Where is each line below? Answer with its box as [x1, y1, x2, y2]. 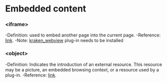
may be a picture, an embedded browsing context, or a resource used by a [5, 66, 159, 72]
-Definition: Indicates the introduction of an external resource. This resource [5, 61, 162, 67]
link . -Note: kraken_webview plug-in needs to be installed [5, 37, 123, 43]
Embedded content [5, 3, 86, 14]
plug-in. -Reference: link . [5, 72, 56, 78]
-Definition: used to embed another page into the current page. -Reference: [5, 32, 161, 38]
